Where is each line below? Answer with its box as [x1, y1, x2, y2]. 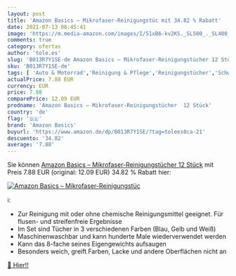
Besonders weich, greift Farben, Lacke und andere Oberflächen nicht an [17, 247, 227, 256]
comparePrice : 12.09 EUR [7, 96, 80, 103]
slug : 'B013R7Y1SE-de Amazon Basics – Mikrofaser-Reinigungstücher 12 [7, 56, 218, 63]
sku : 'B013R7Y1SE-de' [7, 63, 71, 70]
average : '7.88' [7, 142, 55, 149]
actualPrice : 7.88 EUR [7, 75, 74, 83]
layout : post [7, 10, 46, 18]
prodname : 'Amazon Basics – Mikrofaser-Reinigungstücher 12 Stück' [7, 102, 212, 109]
